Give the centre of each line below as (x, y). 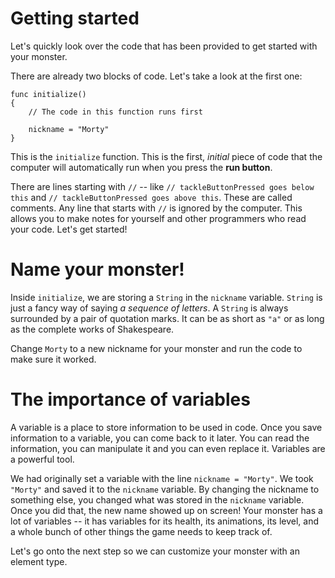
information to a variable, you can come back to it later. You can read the (160, 438)
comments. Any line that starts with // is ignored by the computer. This (156, 208)
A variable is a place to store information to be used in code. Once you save (166, 427)
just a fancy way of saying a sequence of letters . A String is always (149, 308)
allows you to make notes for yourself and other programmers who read (158, 218)
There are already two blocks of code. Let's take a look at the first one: (156, 76)
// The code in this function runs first (115, 112)
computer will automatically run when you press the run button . (141, 167)
